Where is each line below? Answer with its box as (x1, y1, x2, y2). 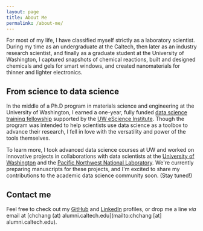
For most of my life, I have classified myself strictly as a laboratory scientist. (6, 37, 195, 44)
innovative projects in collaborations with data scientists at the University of (6, 152, 195, 160)
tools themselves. (6, 134, 50, 142)
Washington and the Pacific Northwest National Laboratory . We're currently (6, 159, 194, 166)
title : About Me (6, 15, 47, 21)
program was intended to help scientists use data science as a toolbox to (6, 122, 188, 129)
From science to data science (6, 86, 120, 97)
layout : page (6, 8, 39, 15)
